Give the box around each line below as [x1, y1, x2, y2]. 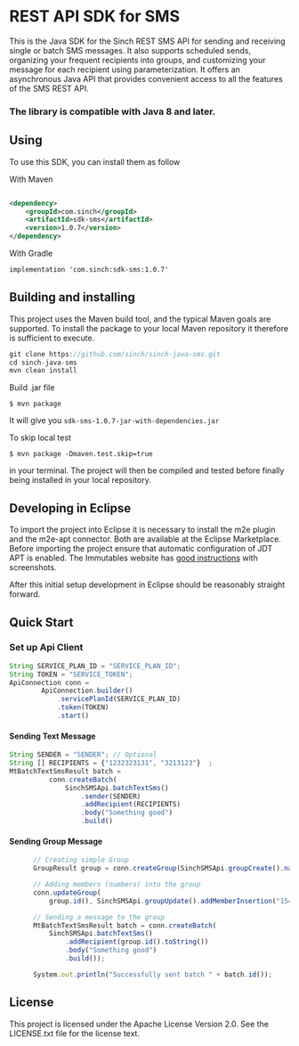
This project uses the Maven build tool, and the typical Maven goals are [9, 314, 271, 324]
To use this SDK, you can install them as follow [9, 156, 181, 167]
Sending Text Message [9, 731, 96, 741]
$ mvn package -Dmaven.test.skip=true [9, 450, 153, 459]
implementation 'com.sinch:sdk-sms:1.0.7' [9, 266, 169, 274]
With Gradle [9, 248, 53, 259]
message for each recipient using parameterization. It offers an [9, 64, 240, 75]
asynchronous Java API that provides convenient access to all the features [9, 73, 283, 84]
